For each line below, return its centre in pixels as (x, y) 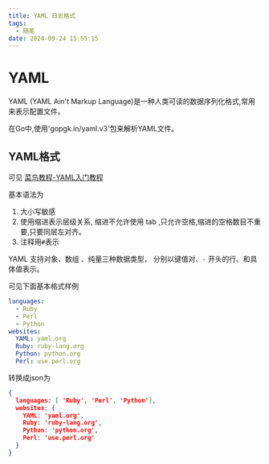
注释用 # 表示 (39, 242)
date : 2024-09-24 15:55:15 (53, 38)
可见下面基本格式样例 (43, 286)
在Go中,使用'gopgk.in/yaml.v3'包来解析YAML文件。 (94, 129)
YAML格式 (34, 157)
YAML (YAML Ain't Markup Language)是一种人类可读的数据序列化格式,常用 (132, 101)
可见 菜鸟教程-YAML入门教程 (56, 177)
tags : (17, 23)
